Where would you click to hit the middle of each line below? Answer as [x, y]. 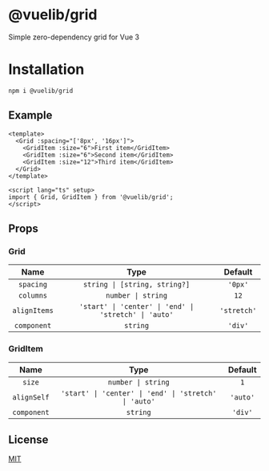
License [28, 440]
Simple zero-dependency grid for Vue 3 [74, 37]
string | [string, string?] [137, 285]
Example [30, 115]
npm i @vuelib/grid [41, 91]
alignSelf [31, 397]
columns [33, 296]
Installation [46, 69]
